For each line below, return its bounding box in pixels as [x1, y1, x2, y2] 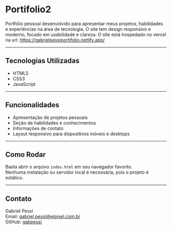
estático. [5, 175, 24, 181]
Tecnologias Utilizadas [5, 56, 80, 65]
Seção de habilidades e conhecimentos [12, 119, 96, 126]
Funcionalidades [5, 101, 60, 110]
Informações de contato [12, 125, 64, 131]
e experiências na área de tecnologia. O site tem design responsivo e [5, 26, 151, 32]
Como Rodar [5, 150, 46, 159]
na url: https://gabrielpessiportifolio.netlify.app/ [5, 37, 105, 43]
